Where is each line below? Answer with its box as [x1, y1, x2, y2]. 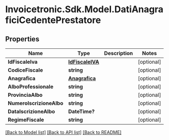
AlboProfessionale [8, 83, 54, 90]
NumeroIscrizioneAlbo [8, 100, 63, 106]
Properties [5, 35, 40, 43]
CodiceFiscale [8, 67, 43, 73]
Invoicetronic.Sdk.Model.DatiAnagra [5, 4, 163, 15]
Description [104, 50, 133, 57]
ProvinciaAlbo [8, 92, 43, 98]
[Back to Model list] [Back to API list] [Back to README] [5, 129, 122, 135]
